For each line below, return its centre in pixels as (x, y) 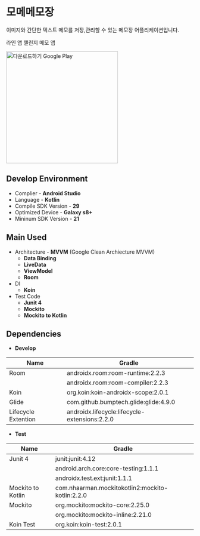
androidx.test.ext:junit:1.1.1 (94, 478)
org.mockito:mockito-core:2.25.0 (103, 505)
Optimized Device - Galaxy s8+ (54, 212)
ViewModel (38, 271)
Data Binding (40, 258)
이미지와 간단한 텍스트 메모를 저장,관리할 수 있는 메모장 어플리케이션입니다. (93, 30)
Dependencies (34, 334)
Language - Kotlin (37, 199)
